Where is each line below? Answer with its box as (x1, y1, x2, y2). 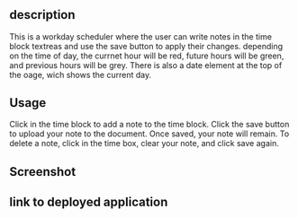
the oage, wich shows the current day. (9, 69, 151, 80)
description (9, 7, 76, 22)
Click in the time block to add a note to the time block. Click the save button (9, 119, 290, 130)
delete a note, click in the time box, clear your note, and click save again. (9, 138, 279, 149)
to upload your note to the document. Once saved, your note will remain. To (9, 128, 290, 139)
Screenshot (9, 164, 77, 179)
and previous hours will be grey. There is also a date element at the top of (9, 59, 283, 70)
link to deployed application (9, 195, 168, 210)
